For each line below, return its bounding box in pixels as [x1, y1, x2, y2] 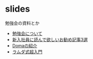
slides [5, 3, 30, 15]
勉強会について [12, 30, 43, 36]
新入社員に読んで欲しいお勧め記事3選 [12, 37, 88, 42]
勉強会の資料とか [5, 20, 40, 26]
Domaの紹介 [12, 42, 38, 48]
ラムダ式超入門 [12, 49, 43, 55]
